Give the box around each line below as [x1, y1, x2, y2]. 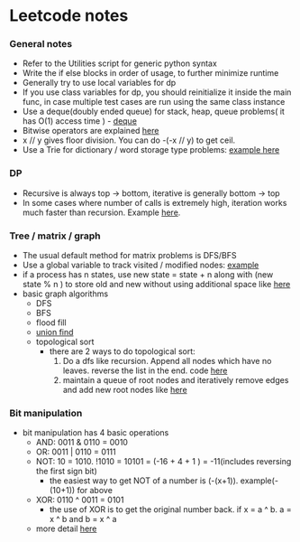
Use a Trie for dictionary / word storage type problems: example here [22, 145, 280, 155]
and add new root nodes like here [62, 385, 187, 396]
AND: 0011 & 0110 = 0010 [35, 437, 129, 448]
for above [77, 485, 113, 496]
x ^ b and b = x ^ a [49, 514, 117, 525]
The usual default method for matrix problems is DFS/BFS [22, 250, 237, 261]
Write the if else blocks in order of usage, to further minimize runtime [22, 68, 279, 79]
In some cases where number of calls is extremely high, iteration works [22, 197, 287, 208]
